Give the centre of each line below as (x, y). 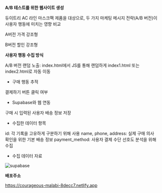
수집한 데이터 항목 (29, 123)
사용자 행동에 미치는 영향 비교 (33, 24)
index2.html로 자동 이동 (28, 71)
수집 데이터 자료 (27, 156)
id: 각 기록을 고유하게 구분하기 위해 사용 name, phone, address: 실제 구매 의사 (80, 133)
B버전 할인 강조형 (21, 45)
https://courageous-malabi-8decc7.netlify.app (51, 185)
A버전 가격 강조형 (21, 34)
